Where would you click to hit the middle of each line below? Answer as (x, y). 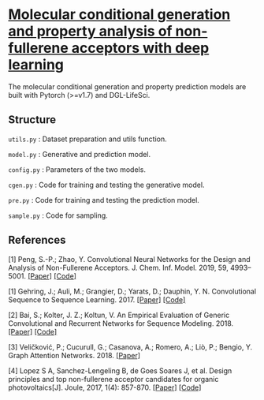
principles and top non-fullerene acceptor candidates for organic (113, 379)
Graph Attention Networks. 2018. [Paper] (74, 355)
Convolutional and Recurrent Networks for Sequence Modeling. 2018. (121, 323)
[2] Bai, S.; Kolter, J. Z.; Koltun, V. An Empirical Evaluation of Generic (119, 315)
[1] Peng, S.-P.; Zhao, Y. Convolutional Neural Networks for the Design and (129, 259)
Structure (32, 120)
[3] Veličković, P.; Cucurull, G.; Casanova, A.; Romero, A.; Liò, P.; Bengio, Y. (130, 347)
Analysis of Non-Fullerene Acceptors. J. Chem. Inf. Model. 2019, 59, (118, 267)
